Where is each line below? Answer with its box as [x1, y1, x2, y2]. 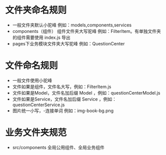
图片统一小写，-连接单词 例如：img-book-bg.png [12, 108, 114, 114]
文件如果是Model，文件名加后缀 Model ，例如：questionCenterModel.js [12, 90, 160, 96]
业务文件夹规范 [5, 127, 67, 139]
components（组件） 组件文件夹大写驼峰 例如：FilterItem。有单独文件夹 [12, 28, 161, 34]
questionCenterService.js [12, 102, 65, 108]
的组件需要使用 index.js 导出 [12, 34, 71, 40]
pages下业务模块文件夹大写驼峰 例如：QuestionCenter [12, 40, 125, 46]
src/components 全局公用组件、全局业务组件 [12, 144, 105, 150]
